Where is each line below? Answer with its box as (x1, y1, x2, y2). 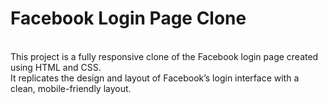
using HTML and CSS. (10, 61, 102, 73)
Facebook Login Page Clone (10, 7, 247, 30)
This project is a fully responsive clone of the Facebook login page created (10, 50, 319, 62)
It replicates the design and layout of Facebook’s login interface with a (10, 72, 300, 84)
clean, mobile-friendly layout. (10, 82, 132, 94)
